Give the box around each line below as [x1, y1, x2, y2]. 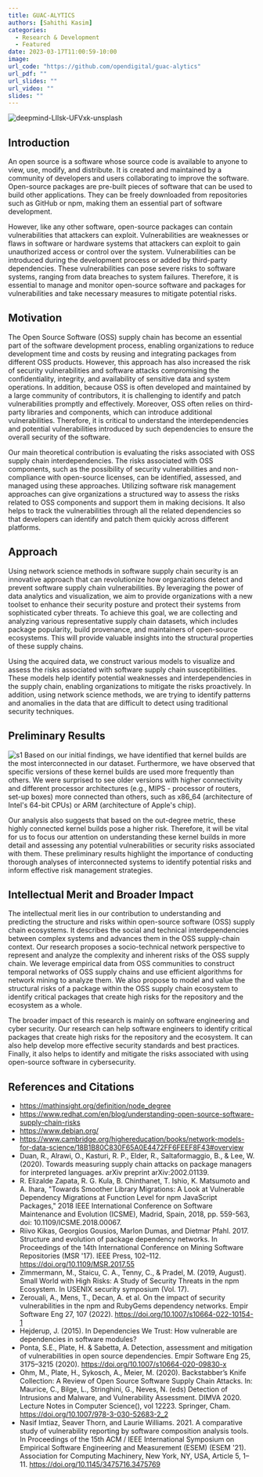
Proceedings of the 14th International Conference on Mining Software [19, 1243, 244, 1253]
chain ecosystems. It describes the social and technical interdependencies [8, 925, 249, 935]
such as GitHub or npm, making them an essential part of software [8, 199, 223, 208]
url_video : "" [8, 84, 55, 93]
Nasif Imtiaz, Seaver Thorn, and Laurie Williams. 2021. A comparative [19, 1418, 243, 1428]
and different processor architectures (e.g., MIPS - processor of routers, [8, 783, 241, 793]
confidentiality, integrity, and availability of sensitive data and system [8, 374, 231, 383]
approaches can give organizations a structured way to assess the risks [8, 489, 240, 498]
